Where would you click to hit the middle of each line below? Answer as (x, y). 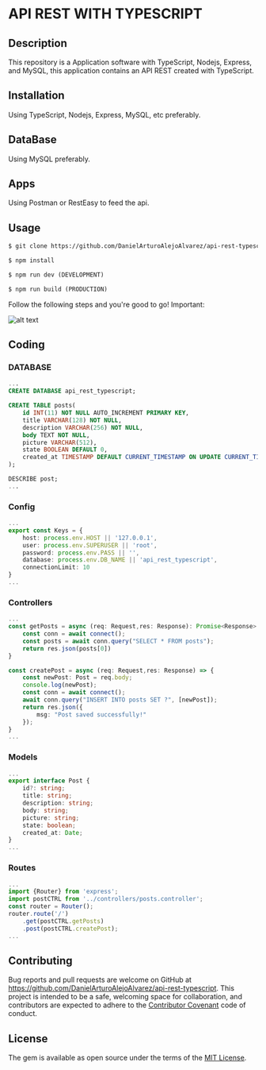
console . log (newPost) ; (60, 685)
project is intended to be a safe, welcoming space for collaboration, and (125, 997)
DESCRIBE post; (33, 479)
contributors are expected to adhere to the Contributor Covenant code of (127, 1005)
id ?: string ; (44, 788)
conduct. (23, 1014)
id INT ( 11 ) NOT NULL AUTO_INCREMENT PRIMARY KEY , (106, 413)
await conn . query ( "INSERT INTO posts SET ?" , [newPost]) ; (120, 700)
